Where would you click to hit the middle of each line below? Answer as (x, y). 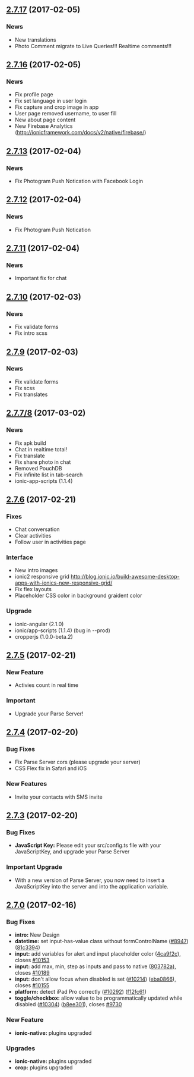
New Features (27, 784)
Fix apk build (30, 443)
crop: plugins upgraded (44, 1067)
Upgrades (21, 1048)
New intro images (36, 570)
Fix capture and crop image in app (57, 107)
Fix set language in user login (51, 101)
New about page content (45, 120)
